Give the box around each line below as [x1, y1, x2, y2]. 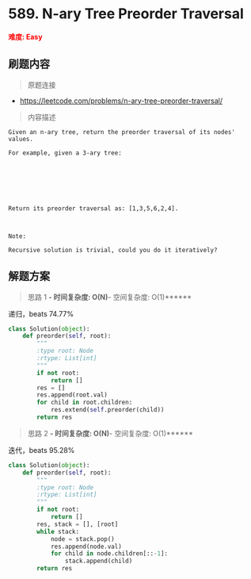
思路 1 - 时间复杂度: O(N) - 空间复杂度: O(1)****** [27, 292, 192, 301]
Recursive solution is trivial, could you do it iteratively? [8, 246, 218, 254]
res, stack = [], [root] [36, 520, 119, 528]
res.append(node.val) [50, 543, 123, 550]
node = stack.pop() [50, 535, 115, 543]
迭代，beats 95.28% [8, 445, 75, 454]
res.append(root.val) [36, 391, 108, 399]
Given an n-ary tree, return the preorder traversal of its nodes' [8, 128, 236, 136]
